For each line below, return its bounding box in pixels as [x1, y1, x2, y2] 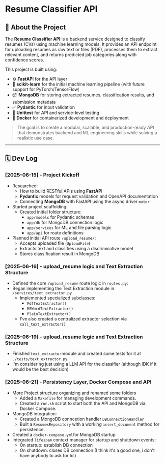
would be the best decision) [12, 366, 69, 372]
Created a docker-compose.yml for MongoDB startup [12, 432, 116, 437]
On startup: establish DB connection [19, 442, 93, 448]
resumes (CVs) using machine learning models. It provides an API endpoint [5, 41, 157, 47]
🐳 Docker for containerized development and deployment [12, 115, 129, 121]
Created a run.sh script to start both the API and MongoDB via [19, 400, 146, 406]
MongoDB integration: [12, 410, 57, 416]
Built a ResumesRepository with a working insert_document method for [19, 421, 160, 427]
